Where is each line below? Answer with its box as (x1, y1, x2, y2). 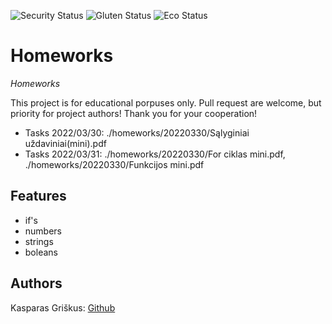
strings (24, 235, 54, 247)
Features (10, 188, 67, 205)
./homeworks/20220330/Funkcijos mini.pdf (24, 158, 205, 170)
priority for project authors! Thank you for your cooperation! (10, 107, 258, 119)
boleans (24, 246, 58, 258)
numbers (24, 225, 63, 237)
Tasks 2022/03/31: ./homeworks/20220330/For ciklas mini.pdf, (24, 148, 286, 160)
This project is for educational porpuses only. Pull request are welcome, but (10, 96, 322, 109)
